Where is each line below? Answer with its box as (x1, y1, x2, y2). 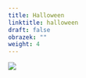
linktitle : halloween (8, 19, 79, 27)
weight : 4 (8, 41, 41, 48)
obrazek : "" (8, 33, 47, 41)
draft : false (8, 26, 51, 34)
